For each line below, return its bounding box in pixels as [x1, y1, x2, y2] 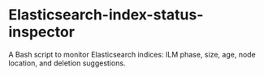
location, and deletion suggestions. [8, 58, 126, 68]
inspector [8, 23, 76, 41]
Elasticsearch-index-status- [8, 6, 204, 24]
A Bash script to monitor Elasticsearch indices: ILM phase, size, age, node [8, 49, 256, 59]
